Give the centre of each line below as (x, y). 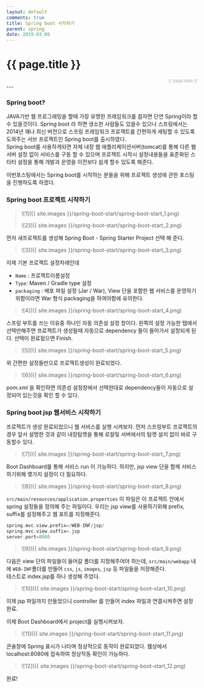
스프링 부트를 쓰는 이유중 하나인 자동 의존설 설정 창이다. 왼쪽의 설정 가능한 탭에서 (102, 323)
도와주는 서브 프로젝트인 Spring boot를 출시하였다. (66, 139)
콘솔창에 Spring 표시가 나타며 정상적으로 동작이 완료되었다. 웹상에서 (87, 646)
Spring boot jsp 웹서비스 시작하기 (54, 412)
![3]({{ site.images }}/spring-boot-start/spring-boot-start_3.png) (101, 250)
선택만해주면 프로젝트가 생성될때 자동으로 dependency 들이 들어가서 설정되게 (98, 330)
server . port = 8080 (28, 537)
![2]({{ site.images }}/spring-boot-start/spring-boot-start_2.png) (101, 225)
